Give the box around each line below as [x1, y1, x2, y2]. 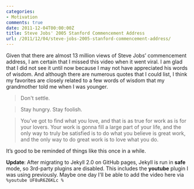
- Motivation [6, 14, 38, 20]
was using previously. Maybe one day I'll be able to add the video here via [6, 171, 184, 178]
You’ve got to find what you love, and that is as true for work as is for [20, 117, 187, 124]
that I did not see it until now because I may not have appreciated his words [6, 65, 188, 71]
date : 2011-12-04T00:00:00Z [6, 25, 75, 31]
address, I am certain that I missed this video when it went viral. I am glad [6, 58, 183, 65]
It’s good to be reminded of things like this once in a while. [6, 147, 146, 154]
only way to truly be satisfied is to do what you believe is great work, [20, 130, 186, 137]
